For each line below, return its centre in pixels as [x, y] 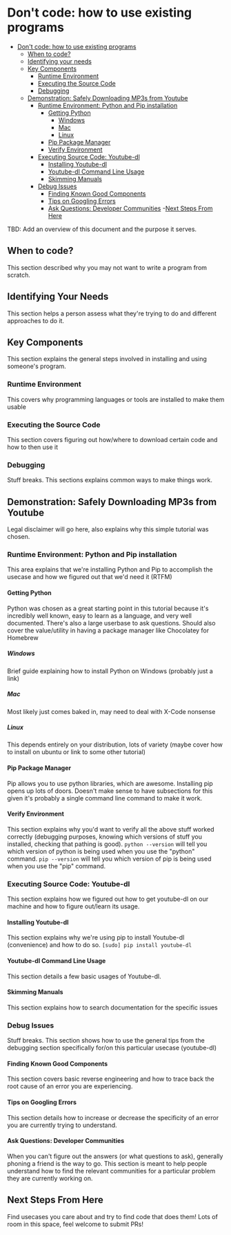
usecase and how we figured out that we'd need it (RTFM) [90, 577]
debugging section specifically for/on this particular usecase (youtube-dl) [112, 1048]
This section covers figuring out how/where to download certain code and [112, 439]
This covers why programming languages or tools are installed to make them [116, 399]
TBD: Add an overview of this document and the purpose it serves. [102, 229]
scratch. [19, 275]
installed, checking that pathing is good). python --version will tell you [107, 844]
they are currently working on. [50, 1178]
